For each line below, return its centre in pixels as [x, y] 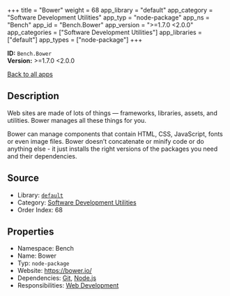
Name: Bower [37, 256]
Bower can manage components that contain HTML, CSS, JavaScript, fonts [115, 134]
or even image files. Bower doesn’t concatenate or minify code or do [106, 141]
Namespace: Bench [46, 249]
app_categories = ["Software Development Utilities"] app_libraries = [105, 32]
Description [33, 96]
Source [23, 178]
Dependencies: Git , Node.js [56, 278]
